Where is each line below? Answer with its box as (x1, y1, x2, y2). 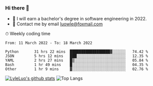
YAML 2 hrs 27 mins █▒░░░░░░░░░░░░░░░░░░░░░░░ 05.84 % (5, 58, 149, 63)
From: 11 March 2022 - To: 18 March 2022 (5, 41, 93, 46)
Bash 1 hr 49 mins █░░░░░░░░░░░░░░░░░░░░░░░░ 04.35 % (5, 62, 149, 68)
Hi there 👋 (5, 4, 30, 11)
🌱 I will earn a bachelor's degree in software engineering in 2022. (12, 16, 147, 22)
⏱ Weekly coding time (5, 31, 51, 37)
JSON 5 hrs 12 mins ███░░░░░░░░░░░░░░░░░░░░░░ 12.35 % (5, 54, 149, 59)
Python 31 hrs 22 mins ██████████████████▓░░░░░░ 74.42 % (5, 49, 149, 54)
